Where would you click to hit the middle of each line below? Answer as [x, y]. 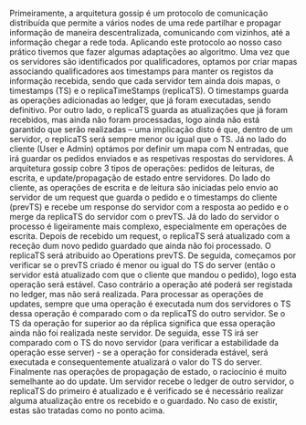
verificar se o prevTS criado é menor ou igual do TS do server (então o [142, 265]
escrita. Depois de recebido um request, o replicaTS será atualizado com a [150, 236]
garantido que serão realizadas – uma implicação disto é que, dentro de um [152, 130]
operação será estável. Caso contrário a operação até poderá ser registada [151, 285]
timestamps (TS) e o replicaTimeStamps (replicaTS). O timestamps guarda [149, 91]
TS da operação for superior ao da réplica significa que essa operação [142, 323]
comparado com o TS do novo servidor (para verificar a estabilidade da [144, 342]
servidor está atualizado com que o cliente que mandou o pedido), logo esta [153, 275]
